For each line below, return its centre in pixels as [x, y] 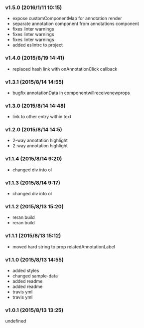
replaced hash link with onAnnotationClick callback [65, 69]
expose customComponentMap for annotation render [67, 19]
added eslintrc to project [38, 45]
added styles [26, 270]
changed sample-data [35, 276]
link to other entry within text [42, 117]
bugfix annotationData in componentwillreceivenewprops [71, 93]
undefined [16, 321]
